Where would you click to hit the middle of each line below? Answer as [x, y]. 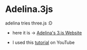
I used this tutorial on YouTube [43, 42]
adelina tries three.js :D [29, 23]
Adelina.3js [29, 9]
